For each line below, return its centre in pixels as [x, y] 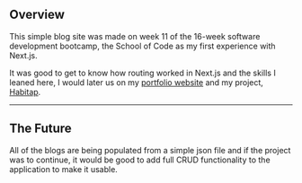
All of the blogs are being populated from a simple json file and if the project [150, 150]
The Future [40, 129]
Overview [37, 15]
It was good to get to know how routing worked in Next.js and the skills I [142, 73]
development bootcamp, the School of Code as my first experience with [142, 46]
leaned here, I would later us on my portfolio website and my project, [136, 82]
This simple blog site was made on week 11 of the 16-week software [135, 36]
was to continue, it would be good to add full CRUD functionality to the [140, 160]
